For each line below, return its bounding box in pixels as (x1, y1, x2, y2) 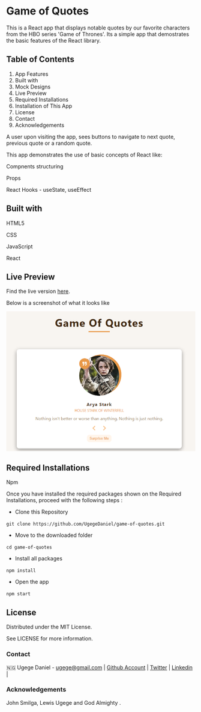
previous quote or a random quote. (6, 140, 92, 147)
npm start (6, 591, 31, 597)
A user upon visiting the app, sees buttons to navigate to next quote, (6, 133, 175, 140)
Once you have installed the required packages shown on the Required (6, 490, 182, 497)
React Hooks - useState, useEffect (6, 186, 92, 193)
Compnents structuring (6, 162, 64, 170)
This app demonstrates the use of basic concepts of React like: (6, 151, 163, 158)
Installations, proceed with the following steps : (6, 497, 123, 504)
